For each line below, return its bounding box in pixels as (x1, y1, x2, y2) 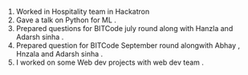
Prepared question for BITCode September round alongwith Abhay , (15, 41, 241, 50)
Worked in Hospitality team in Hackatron (15, 7, 150, 16)
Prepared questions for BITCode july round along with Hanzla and (15, 24, 234, 33)
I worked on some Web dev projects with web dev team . (15, 57, 205, 67)
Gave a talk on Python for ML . (15, 15, 116, 25)
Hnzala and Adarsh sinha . (15, 49, 104, 58)
